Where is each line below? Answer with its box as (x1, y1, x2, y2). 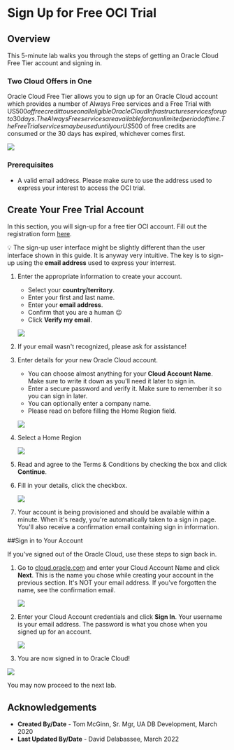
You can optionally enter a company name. (27, 400, 152, 408)
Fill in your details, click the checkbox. (17, 482, 128, 490)
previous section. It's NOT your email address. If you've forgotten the (17, 578, 217, 587)
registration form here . (7, 230, 72, 238)
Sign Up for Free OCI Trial (7, 5, 157, 21)
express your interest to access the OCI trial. (17, 184, 146, 192)
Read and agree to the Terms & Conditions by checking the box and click (17, 461, 228, 469)
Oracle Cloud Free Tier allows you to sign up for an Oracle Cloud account (7, 93, 218, 101)
